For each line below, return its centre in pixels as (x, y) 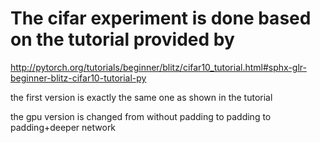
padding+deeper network (63, 127)
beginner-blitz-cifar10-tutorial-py (78, 78)
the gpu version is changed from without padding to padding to (141, 116)
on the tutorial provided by (122, 39)
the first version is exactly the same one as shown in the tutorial (141, 97)
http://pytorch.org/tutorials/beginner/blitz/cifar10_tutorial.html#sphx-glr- (158, 67)
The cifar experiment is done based (161, 18)
